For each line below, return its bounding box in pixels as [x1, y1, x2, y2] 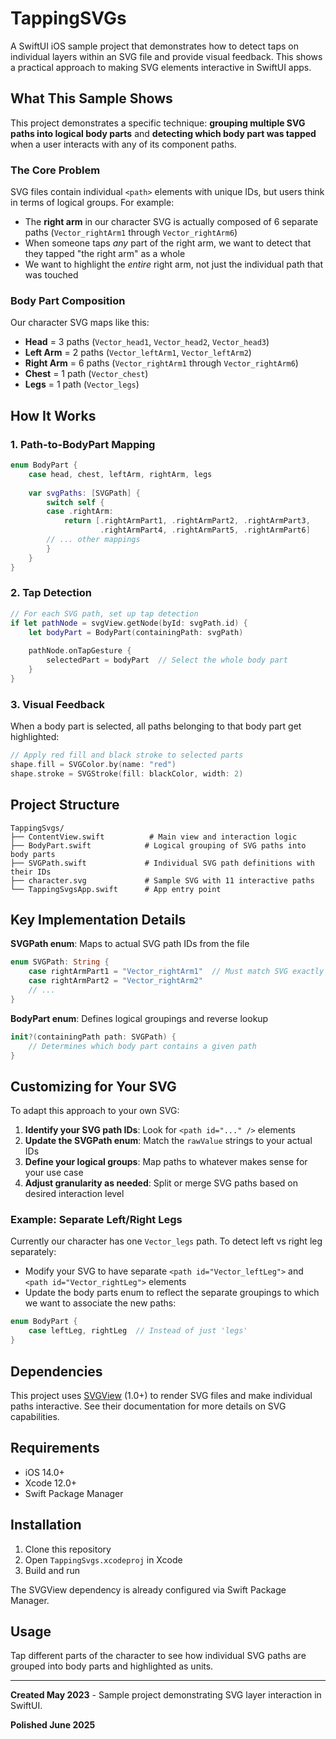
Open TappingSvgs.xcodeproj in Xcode [24, 1553, 183, 1566]
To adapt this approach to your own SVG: [10, 1105, 180, 1117]
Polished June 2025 [10, 1719, 96, 1731]
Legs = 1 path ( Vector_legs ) [24, 378, 140, 391]
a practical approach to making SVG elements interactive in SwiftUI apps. [10, 61, 312, 73]
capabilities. [10, 1410, 60, 1422]
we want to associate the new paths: [24, 1297, 177, 1309]
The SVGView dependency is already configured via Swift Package [10, 1583, 287, 1596]
